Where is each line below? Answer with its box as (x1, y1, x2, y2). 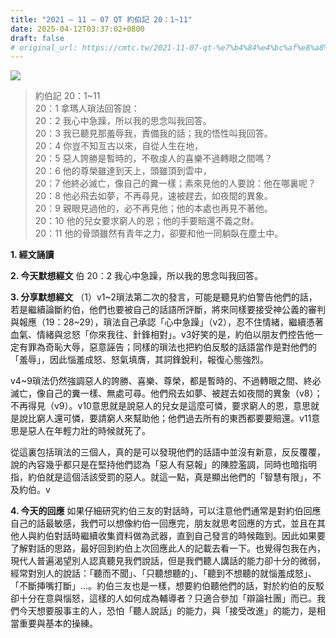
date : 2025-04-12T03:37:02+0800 (10, 24, 145, 34)
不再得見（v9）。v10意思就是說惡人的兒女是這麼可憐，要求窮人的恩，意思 (10, 400, 311, 412)
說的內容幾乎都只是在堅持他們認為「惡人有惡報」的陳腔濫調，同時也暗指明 (10, 459, 317, 471)
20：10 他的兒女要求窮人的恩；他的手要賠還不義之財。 (34, 215, 260, 227)
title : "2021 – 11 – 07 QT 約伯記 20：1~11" (10, 14, 193, 25)
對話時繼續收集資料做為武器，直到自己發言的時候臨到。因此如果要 (53, 530, 326, 542)
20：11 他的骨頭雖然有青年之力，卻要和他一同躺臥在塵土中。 (34, 227, 284, 240)
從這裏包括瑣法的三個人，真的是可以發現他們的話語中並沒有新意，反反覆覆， (10, 446, 326, 458)
